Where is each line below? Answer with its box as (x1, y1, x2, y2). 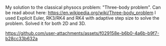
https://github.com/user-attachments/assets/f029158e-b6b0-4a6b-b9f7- (5, 30, 159, 36)
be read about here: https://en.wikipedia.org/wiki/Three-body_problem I (5, 10, 156, 16)
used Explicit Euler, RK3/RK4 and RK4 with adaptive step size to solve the (5, 15, 159, 21)
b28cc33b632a (5, 35, 38, 41)
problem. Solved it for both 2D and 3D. (5, 20, 86, 26)
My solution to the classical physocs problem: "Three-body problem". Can (5, 5, 161, 10)
